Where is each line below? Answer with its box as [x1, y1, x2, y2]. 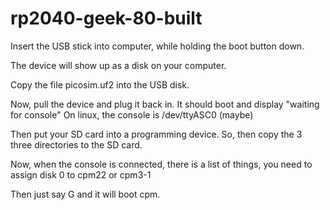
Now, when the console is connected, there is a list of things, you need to [10, 158, 313, 170]
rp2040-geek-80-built [10, 7, 203, 30]
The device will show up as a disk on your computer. [10, 59, 227, 71]
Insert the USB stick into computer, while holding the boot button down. [10, 40, 305, 52]
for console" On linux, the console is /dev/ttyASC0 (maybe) [10, 108, 254, 121]
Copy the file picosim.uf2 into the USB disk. [10, 78, 190, 91]
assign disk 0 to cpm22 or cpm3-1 [10, 168, 152, 181]
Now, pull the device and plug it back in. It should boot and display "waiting [10, 98, 320, 110]
